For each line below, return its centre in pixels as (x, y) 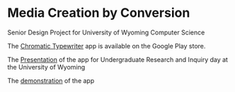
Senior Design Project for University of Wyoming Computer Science (106, 32)
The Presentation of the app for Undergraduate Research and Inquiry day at (118, 59)
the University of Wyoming (46, 67)
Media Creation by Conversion (99, 13)
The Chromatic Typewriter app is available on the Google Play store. (107, 46)
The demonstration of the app (51, 80)
